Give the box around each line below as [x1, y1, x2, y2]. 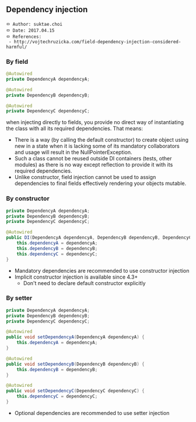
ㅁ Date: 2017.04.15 [6, 28, 55, 33]
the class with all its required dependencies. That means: [6, 125, 143, 132]
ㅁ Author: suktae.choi [6, 21, 63, 27]
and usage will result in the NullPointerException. [14, 149, 132, 156]
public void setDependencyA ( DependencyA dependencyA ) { [6, 334, 145, 340]
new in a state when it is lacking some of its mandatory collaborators [14, 143, 180, 150]
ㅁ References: [6, 33, 42, 40]
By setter [6, 294, 33, 302]
